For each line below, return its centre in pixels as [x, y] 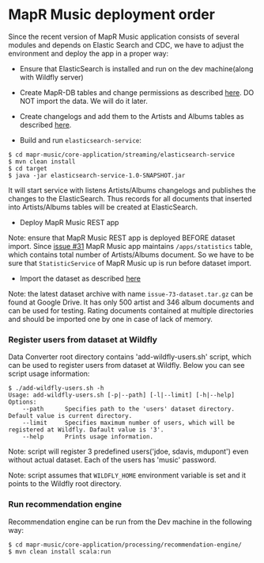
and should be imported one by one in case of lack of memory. [111, 319]
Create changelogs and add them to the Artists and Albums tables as [132, 116]
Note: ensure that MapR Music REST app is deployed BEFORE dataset [122, 237]
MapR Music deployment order [112, 15]
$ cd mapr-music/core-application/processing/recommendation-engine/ [125, 545]
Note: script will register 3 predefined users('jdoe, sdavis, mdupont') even [128, 452]
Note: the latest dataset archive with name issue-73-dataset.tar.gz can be [131, 293]
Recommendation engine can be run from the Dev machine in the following [130, 522]
